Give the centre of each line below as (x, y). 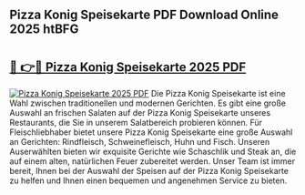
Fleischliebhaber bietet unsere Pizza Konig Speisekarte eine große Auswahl (151, 132)
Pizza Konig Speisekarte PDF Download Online (144, 15)
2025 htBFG (44, 30)
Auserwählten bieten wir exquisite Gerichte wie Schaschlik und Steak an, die (153, 151)
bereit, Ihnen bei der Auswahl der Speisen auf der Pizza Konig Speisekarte (149, 171)
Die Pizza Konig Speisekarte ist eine (218, 93)
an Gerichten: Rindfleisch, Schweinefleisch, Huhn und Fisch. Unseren (140, 142)
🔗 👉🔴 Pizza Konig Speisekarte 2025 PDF (128, 67)
